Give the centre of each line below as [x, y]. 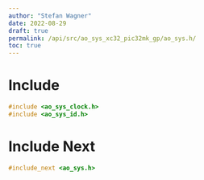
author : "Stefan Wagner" [50, 16]
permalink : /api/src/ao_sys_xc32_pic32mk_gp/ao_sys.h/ [102, 38]
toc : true [25, 46]
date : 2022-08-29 [37, 23]
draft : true [28, 31]
